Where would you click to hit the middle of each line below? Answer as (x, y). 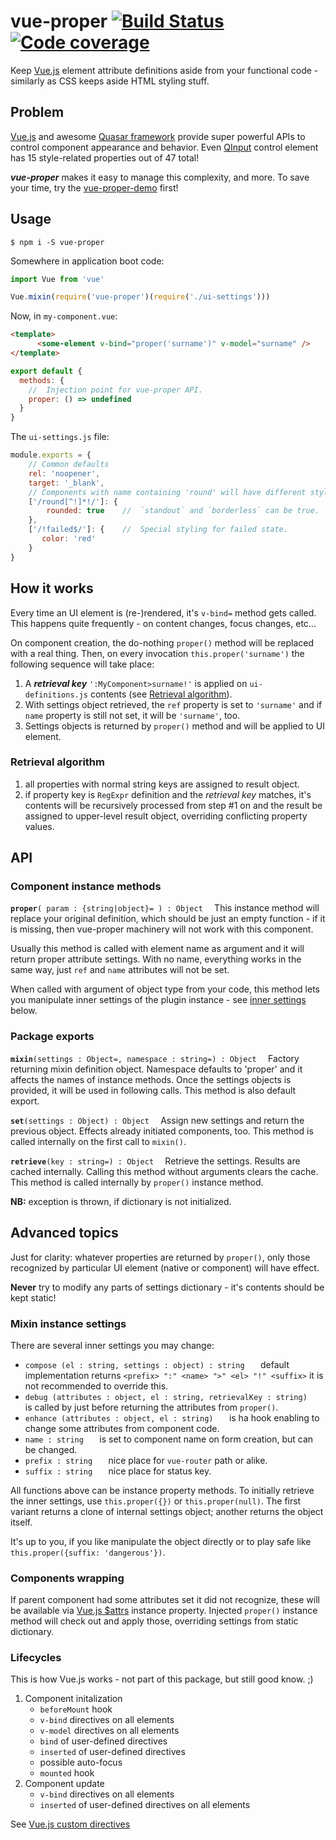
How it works (52, 588)
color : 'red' (69, 539)
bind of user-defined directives (103, 1741)
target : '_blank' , (66, 483)
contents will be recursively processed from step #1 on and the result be (173, 805)
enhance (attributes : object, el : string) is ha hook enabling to (172, 1417)
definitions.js (56, 695)
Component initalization (73, 1699)
